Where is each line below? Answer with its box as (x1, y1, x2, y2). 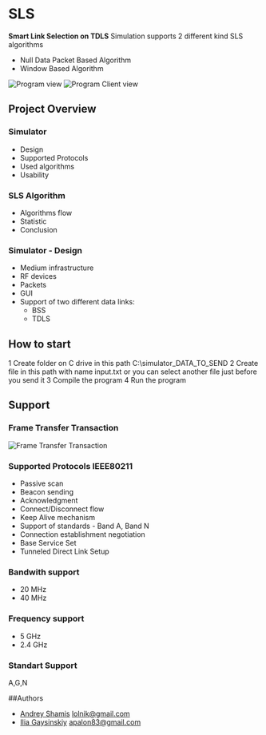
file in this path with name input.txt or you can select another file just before (8, 367, 258, 376)
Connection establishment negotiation (19, 530, 145, 539)
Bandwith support (8, 566, 80, 578)
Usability (19, 169, 50, 180)
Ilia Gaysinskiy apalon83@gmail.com (19, 717, 141, 727)
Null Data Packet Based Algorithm (19, 55, 132, 65)
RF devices (19, 272, 58, 281)
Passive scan (19, 479, 64, 488)
